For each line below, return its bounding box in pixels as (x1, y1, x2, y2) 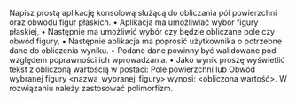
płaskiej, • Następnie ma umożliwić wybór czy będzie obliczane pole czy (9, 27, 276, 36)
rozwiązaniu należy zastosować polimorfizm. (9, 83, 174, 93)
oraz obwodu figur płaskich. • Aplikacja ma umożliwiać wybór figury (9, 17, 259, 27)
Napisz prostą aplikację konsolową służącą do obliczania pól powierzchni (9, 8, 277, 18)
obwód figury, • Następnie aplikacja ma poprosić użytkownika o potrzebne (9, 35, 282, 46)
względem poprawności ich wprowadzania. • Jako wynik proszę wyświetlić (9, 55, 285, 65)
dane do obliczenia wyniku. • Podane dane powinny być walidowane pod (9, 45, 277, 56)
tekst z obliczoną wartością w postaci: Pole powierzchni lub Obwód (9, 64, 255, 75)
